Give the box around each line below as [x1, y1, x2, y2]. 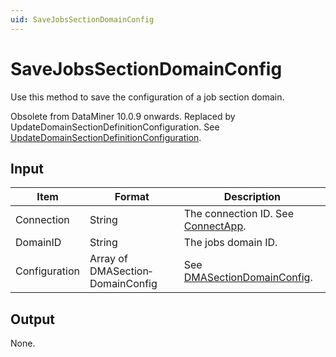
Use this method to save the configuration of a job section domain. [10, 91, 285, 103]
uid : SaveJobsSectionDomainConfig [10, 14, 155, 25]
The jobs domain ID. [183, 236, 278, 250]
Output [10, 311, 55, 328]
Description [223, 190, 282, 204]
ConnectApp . [183, 219, 247, 233]
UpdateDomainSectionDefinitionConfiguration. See [10, 121, 220, 133]
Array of [89, 252, 128, 266]
